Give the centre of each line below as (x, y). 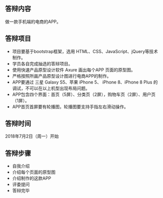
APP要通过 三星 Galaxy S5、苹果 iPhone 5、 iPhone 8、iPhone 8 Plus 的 (85, 82)
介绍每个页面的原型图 (34, 172)
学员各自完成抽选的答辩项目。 (42, 63)
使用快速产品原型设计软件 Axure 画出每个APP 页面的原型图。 (74, 70)
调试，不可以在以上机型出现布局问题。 (51, 88)
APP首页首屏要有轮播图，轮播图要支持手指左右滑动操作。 (70, 107)
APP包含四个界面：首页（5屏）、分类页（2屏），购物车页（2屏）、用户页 (84, 94)
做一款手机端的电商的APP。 (33, 22)
